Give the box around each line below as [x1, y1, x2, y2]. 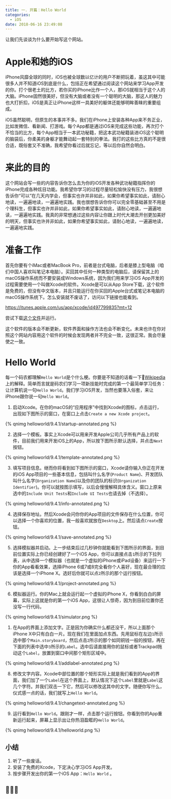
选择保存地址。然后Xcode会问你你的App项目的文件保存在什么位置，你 [12, 511, 160, 517]
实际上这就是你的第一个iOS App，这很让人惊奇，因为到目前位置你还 [21, 597, 164, 603]
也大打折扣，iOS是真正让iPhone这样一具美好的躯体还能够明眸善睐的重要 [5, 100, 157, 106]
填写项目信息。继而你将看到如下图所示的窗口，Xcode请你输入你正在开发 [12, 465, 165, 471]
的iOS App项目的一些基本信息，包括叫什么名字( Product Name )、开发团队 [12, 471, 163, 477]
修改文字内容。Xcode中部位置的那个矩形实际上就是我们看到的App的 [12, 671, 155, 676]
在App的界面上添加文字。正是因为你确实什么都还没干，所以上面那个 [12, 624, 155, 631]
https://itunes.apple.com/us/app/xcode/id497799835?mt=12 [5, 304, 132, 310]
